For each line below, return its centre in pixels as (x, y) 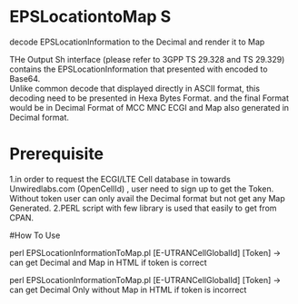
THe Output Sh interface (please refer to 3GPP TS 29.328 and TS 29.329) (147, 59)
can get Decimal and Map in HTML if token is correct (108, 262)
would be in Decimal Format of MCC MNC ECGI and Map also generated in (149, 107)
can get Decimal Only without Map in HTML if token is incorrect (128, 289)
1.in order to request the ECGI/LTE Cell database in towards (120, 179)
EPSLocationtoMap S (90, 17)
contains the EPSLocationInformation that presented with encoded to (139, 69)
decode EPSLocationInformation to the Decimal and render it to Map (137, 42)
